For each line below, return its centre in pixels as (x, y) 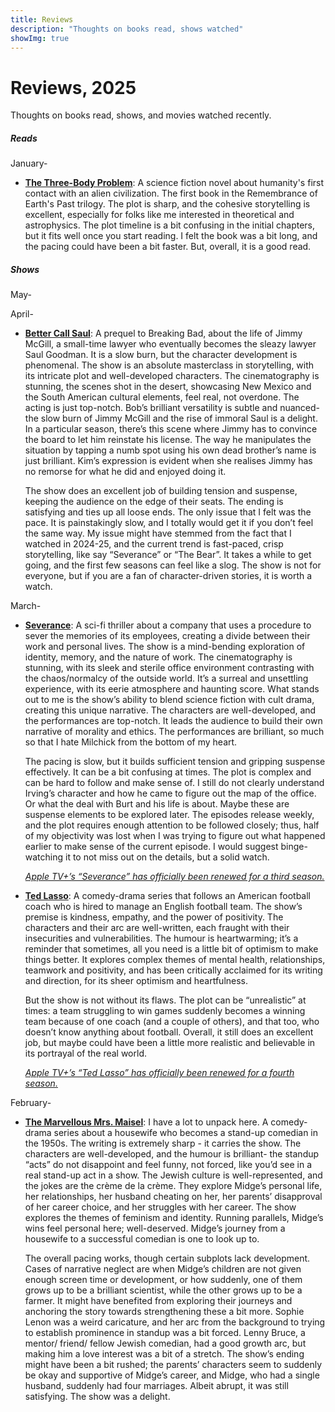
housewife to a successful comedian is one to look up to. (142, 1239)
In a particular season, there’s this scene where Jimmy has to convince (171, 429)
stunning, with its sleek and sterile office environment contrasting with (169, 668)
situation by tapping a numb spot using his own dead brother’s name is (170, 450)
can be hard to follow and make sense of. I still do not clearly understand (174, 783)
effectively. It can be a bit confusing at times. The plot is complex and (168, 772)
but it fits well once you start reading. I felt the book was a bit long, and (171, 236)
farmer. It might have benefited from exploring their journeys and (158, 1301)
